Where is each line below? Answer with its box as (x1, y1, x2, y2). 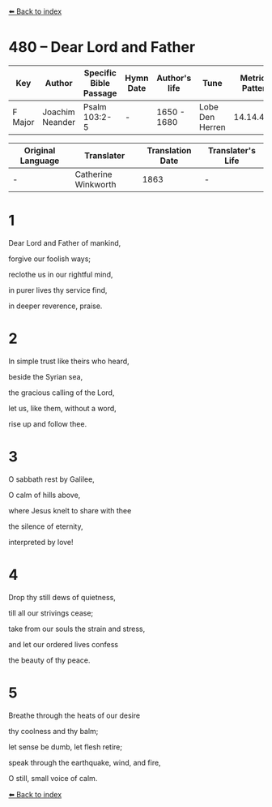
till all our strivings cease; (8, 607, 94, 618)
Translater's (207, 144, 257, 156)
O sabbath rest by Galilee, (8, 474, 95, 484)
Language (19, 155, 60, 166)
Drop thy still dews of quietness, (8, 592, 116, 602)
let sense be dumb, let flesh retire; (8, 741, 123, 752)
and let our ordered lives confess (8, 639, 119, 649)
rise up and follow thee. (8, 419, 87, 428)
